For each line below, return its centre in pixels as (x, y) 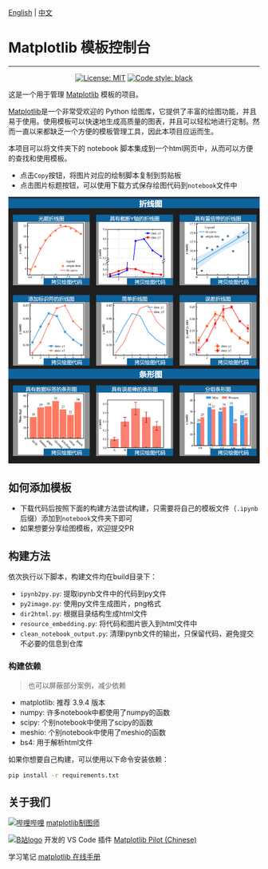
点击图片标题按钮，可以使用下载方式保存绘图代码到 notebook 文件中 (128, 185)
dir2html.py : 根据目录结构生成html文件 (84, 613)
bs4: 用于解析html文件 (56, 742)
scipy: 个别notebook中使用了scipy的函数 (86, 722)
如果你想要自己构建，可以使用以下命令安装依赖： (89, 759)
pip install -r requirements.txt (64, 775)
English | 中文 (31, 12)
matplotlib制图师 (73, 823)
